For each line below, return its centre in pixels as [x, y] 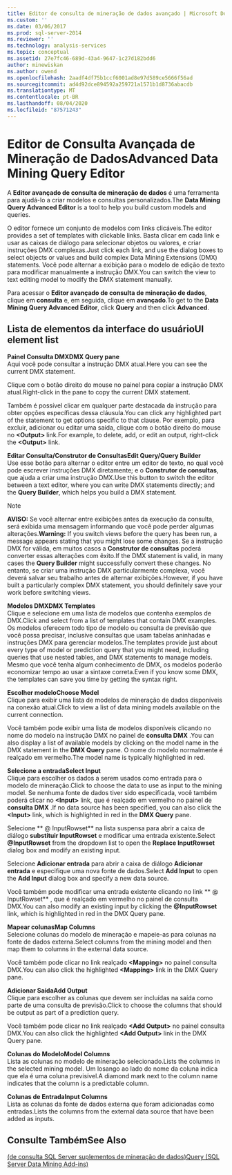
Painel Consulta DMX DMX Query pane [63, 356]
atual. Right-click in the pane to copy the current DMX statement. [99, 392]
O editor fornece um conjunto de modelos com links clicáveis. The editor [110, 228]
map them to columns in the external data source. [78, 949]
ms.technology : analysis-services [57, 46]
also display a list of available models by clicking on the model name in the [113, 743]
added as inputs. [31, 1118]
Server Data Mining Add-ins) [48, 1164]
